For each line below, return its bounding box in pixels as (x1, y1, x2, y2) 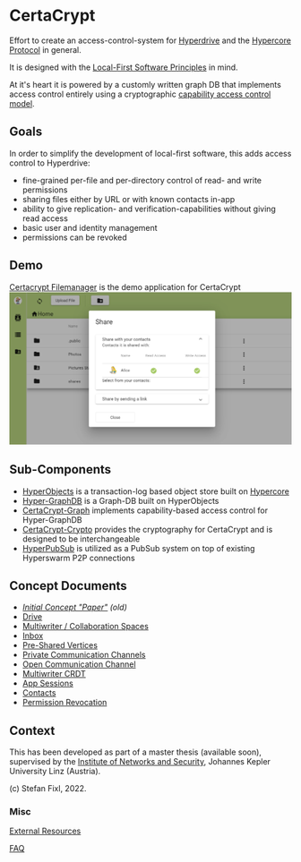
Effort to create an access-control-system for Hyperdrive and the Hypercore (9, 35, 291, 46)
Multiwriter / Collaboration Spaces (21, 621, 150, 632)
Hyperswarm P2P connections (21, 552, 136, 563)
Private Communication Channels (21, 650, 146, 661)
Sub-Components (9, 462, 112, 477)
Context (9, 722, 56, 738)
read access (21, 212, 69, 224)
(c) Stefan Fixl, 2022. (9, 783, 87, 794)
